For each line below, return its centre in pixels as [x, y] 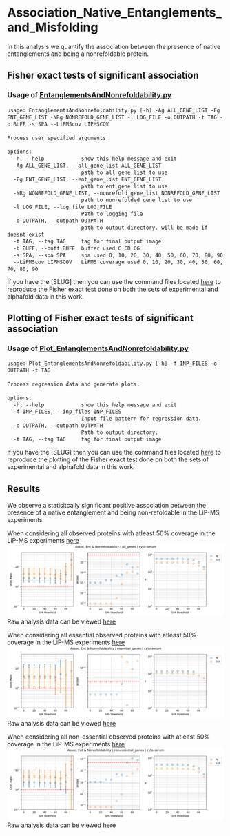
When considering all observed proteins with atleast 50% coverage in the [111, 533]
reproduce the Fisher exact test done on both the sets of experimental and [113, 289]
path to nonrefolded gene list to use [137, 200]
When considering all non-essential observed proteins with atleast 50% [109, 737]
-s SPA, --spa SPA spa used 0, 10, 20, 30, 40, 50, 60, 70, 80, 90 [118, 255]
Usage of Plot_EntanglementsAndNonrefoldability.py [98, 348]
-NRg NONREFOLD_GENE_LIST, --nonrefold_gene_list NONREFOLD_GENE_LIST [117, 193]
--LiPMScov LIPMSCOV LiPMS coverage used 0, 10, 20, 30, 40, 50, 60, [118, 262]
